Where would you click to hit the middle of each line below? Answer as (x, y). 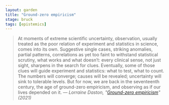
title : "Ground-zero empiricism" (41, 15)
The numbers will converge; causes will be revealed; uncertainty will (90, 76)
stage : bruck (19, 19)
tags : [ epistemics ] (26, 24)
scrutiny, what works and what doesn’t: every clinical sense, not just (89, 60)
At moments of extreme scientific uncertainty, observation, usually (88, 39)
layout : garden (21, 10)
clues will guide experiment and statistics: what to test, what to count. (91, 71)
